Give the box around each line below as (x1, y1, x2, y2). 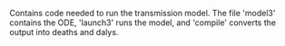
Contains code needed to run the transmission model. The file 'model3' (9, 8, 276, 18)
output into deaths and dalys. (9, 27, 119, 37)
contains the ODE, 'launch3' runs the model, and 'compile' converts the (9, 17, 277, 28)
